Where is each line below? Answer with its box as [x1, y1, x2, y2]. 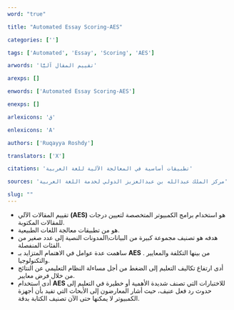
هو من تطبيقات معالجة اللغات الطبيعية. [17, 226, 120, 234]
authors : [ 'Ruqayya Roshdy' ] [7, 139, 94, 146]
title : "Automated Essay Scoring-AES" [7, 23, 123, 31]
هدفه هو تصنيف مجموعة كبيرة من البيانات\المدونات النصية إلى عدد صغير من [17, 233, 218, 241]
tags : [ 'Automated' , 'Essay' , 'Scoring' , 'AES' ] [7, 49, 155, 56]
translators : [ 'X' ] [7, 152, 66, 159]
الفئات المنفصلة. [17, 241, 62, 249]
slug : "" [7, 191, 34, 199]
